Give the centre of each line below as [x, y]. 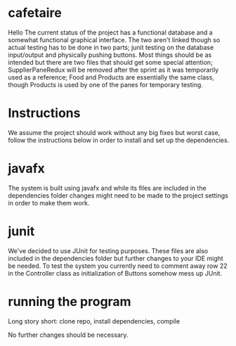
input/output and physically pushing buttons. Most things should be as [110, 55]
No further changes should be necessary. [68, 335]
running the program [70, 301]
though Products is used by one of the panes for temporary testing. [105, 84]
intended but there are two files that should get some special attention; [110, 62]
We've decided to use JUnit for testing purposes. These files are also [108, 250]
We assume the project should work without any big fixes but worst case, [114, 132]
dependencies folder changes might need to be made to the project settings [118, 196]
